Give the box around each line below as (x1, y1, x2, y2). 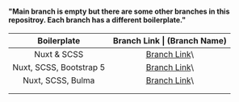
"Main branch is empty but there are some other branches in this (8, 6, 230, 16)
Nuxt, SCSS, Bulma (23, 75, 95, 86)
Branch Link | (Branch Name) (112, 35, 228, 47)
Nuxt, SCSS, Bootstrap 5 (12, 62, 106, 73)
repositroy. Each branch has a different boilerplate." (8, 14, 187, 24)
